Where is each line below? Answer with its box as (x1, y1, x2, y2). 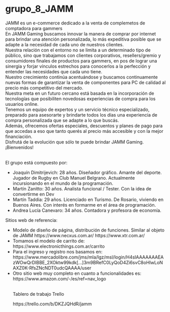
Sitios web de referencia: (5, 217, 58, 223)
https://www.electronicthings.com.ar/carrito (12, 243, 105, 249)
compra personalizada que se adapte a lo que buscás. (5, 117, 119, 123)
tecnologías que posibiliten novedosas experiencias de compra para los (5, 95, 156, 102)
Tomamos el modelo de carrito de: (12, 238, 85, 244)
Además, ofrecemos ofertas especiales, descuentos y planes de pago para (5, 123, 163, 129)
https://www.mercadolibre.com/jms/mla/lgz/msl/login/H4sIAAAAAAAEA (12, 254, 164, 260)
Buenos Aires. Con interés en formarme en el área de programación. (12, 202, 156, 208)
